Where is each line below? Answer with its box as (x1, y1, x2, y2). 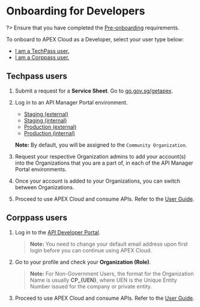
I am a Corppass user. (14, 53, 70, 61)
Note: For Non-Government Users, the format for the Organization (29, 270, 194, 277)
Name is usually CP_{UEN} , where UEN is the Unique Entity (29, 276, 177, 284)
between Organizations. (14, 183, 74, 190)
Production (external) (23, 123, 77, 130)
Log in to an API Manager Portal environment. (14, 99, 128, 106)
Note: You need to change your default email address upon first (29, 240, 188, 248)
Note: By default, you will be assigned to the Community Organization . (14, 141, 187, 148)
